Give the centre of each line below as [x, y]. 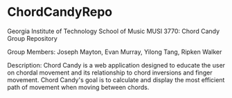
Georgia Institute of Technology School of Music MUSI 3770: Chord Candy [114, 31]
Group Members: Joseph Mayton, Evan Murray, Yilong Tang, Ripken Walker [115, 52]
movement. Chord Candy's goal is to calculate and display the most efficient [116, 79]
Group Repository [32, 38]
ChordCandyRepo [60, 12]
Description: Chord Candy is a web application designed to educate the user [116, 65]
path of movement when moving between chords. [78, 87]
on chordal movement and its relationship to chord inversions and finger [110, 72]
